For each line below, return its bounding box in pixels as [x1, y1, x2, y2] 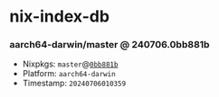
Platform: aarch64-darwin [22, 68, 116, 79]
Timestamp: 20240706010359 [22, 78, 127, 89]
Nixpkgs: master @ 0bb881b [22, 58, 119, 69]
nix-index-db [9, 6, 110, 27]
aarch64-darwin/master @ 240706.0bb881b [9, 39, 210, 51]
